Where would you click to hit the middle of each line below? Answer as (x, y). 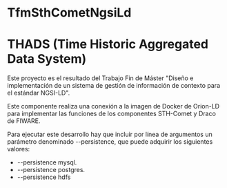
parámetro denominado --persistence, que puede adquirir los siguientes (110, 142)
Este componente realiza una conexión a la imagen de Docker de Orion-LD (113, 106)
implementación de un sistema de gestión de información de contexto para (114, 86)
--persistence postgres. (51, 170)
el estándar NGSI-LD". (39, 93)
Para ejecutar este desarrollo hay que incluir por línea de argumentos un (110, 134)
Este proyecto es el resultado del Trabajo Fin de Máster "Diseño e (100, 78)
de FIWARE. (24, 121)
